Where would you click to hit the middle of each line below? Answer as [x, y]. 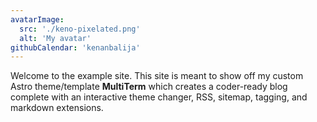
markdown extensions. [57, 108]
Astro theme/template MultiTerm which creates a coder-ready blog [149, 87]
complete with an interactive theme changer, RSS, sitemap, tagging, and [159, 97]
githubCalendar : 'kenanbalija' [75, 47]
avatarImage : [37, 19]
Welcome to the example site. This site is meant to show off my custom [157, 76]
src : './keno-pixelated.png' [80, 29]
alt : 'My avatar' [55, 38]
